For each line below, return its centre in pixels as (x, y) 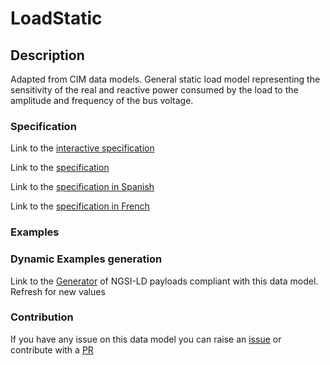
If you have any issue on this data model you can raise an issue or (146, 339)
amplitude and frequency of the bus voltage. (102, 100)
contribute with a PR (52, 349)
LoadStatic (56, 18)
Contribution (42, 317)
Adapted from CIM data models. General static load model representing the (165, 79)
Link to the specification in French (80, 206)
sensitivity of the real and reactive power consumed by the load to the (154, 90)
